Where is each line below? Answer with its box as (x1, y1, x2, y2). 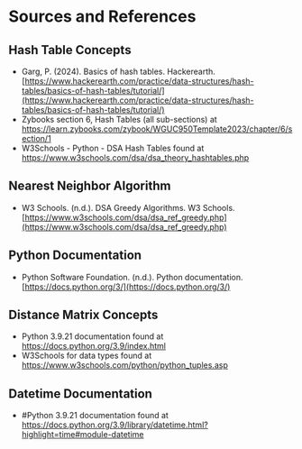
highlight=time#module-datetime (21, 429, 145, 440)
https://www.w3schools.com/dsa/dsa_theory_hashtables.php (21, 152, 250, 163)
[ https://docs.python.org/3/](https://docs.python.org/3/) (21, 281, 231, 292)
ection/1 (21, 133, 51, 143)
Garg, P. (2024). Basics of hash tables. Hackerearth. (21, 66, 215, 77)
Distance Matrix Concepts (8, 307, 159, 323)
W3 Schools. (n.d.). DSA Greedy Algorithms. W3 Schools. (21, 202, 235, 213)
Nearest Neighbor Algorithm (8, 179, 171, 194)
